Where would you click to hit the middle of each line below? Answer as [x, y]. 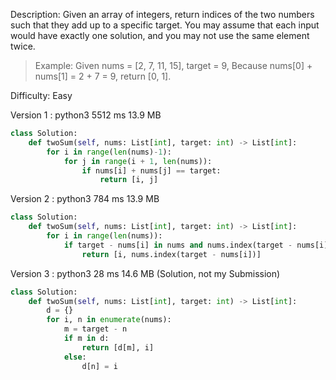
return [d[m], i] [118, 347]
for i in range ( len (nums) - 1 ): [109, 152]
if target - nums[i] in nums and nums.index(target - [178, 245]
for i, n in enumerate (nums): [109, 320]
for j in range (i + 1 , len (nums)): [138, 161]
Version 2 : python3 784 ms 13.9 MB [85, 199]
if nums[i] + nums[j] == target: [151, 170]
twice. [23, 46]
